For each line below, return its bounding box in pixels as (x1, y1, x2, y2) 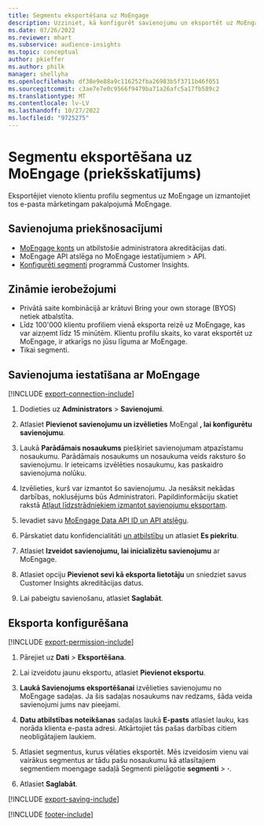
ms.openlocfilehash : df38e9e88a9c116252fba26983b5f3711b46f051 (8, 77, 220, 85)
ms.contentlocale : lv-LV (8, 99, 90, 107)
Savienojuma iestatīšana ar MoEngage (8, 368, 200, 381)
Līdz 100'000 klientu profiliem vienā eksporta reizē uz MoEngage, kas (19, 320, 246, 329)
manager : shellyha (8, 70, 68, 78)
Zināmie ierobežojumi (8, 283, 116, 296)
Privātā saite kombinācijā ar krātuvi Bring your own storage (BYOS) (19, 303, 236, 313)
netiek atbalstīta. (19, 312, 75, 322)
